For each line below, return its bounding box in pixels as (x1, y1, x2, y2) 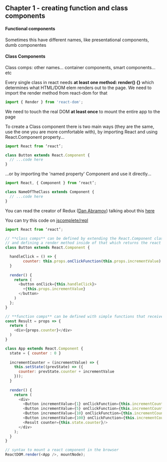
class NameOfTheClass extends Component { (5, 189, 94, 194)
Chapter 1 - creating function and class (5, 4, 128, 12)
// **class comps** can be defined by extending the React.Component (5, 236, 153, 241)
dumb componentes (5, 42, 46, 48)
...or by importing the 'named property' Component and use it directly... (5, 171, 152, 177)
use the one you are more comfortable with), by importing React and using (5, 129, 158, 135)
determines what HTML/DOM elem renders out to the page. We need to (5, 85, 152, 91)
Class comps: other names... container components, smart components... (5, 64, 156, 70)
